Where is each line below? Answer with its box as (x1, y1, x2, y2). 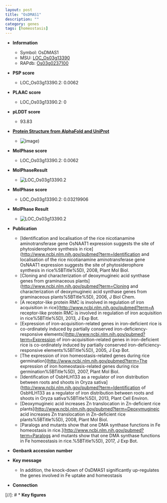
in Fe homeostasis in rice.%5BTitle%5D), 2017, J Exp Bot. (20, 438, 138, 444)
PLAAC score (12, 89, 41, 95)
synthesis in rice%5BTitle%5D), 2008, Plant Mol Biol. (20, 267, 129, 274)
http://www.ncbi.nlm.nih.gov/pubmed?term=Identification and (22, 252, 149, 258)
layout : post (5, 7, 33, 13)
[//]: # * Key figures (5, 492, 46, 498)
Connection (12, 482, 38, 488)
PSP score (12, 70, 35, 76)
